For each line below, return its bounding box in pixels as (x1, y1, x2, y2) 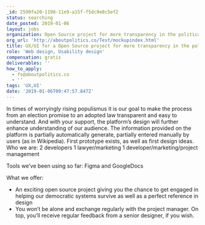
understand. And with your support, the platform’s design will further (6, 118, 179, 125)
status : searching (6, 15, 53, 21)
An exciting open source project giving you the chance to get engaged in (15, 185, 199, 193)
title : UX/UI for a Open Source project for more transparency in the (6, 43, 190, 49)
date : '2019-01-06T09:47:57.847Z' (6, 88, 95, 95)
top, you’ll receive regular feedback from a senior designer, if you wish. (15, 212, 195, 219)
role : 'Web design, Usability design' (6, 49, 105, 55)
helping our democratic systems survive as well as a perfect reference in (15, 192, 198, 199)
